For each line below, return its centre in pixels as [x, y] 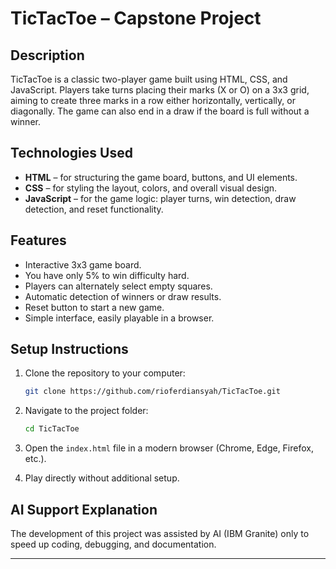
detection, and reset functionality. [94, 209]
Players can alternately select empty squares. [118, 286]
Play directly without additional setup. [102, 478]
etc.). [35, 459]
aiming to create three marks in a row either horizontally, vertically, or [153, 100]
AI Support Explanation [84, 509]
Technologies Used [71, 153]
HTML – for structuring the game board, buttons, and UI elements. [161, 177]
